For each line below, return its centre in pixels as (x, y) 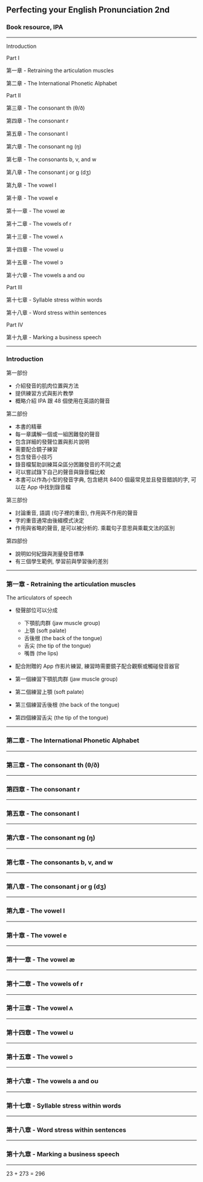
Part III (14, 287)
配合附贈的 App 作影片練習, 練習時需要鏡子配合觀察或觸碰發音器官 (97, 666)
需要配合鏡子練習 (36, 449)
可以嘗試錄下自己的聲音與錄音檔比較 (60, 472)
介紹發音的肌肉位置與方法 (47, 385)
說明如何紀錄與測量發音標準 (50, 553)
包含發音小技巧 (34, 457)
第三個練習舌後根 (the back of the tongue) (67, 705)
